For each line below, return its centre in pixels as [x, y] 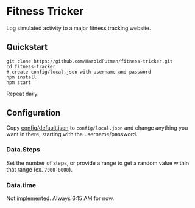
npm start [19, 82]
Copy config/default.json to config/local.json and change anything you [97, 127]
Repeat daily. [23, 94]
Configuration [34, 113]
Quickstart [27, 47]
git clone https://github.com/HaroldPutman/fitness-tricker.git [90, 61]
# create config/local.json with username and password [79, 72]
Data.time [21, 185]
